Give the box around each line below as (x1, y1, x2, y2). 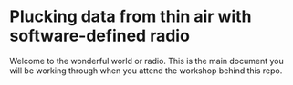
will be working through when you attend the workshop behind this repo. (9, 65, 283, 76)
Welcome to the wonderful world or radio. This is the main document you (9, 55, 285, 66)
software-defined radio (9, 25, 190, 46)
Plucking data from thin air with (9, 6, 253, 27)
